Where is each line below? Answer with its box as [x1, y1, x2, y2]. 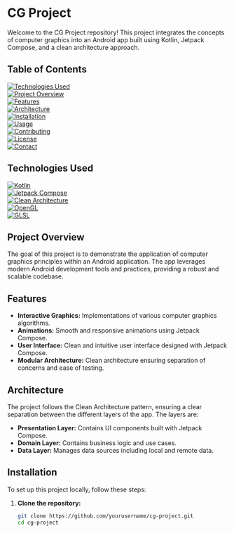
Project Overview [7, 231, 85, 243]
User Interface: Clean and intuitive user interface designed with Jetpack [17, 341, 228, 349]
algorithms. [17, 319, 50, 328]
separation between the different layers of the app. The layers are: [7, 410, 199, 418]
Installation [7, 466, 57, 479]
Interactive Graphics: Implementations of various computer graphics [17, 312, 217, 320]
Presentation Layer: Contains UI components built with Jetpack [17, 424, 202, 432]
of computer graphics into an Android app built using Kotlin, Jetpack [7, 35, 205, 44]
